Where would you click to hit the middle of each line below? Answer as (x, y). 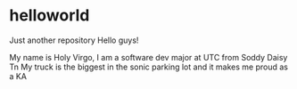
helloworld (49, 16)
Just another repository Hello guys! (74, 40)
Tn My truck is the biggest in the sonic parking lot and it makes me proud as (148, 67)
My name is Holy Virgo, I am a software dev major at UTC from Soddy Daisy (148, 57)
